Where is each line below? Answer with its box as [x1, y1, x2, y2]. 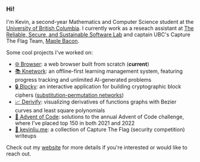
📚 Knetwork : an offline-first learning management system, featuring [14, 68, 183, 75]
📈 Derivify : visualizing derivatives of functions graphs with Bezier [14, 98, 177, 106]
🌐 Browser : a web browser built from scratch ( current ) [14, 60, 150, 68]
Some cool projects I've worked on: [6, 49, 93, 56]
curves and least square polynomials [14, 107, 105, 114]
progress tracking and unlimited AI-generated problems [14, 77, 152, 84]
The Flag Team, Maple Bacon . [6, 38, 80, 45]
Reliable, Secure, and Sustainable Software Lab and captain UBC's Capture [6, 31, 190, 38]
